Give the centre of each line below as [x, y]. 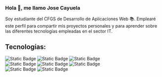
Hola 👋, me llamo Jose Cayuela [43, 8]
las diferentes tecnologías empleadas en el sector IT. [59, 31]
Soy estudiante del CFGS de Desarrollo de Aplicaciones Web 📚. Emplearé [81, 19]
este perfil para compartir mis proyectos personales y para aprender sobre [81, 26]
